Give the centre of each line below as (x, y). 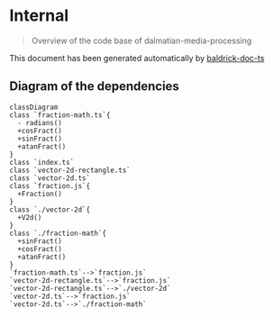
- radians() (40, 122)
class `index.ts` (42, 162)
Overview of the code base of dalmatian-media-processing (142, 41)
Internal (39, 16)
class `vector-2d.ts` (50, 178)
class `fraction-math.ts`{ (60, 115)
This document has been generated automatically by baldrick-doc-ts (137, 58)
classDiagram (34, 107)
